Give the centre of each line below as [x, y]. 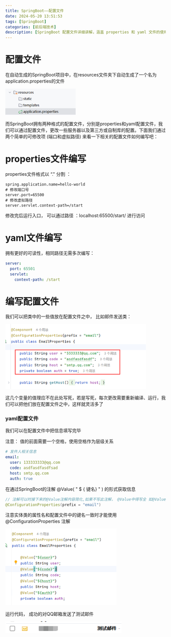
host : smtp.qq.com [30, 473]
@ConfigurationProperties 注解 [38, 521]
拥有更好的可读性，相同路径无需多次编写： [50, 253]
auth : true [21, 479]
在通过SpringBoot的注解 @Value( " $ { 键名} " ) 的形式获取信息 [70, 489]
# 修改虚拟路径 [19, 201]
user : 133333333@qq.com [35, 463]
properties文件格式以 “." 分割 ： [38, 174]
